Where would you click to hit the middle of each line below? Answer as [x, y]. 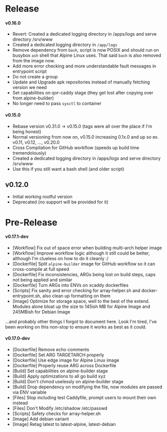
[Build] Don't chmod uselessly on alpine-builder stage [68, 382]
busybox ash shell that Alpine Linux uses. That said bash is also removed [87, 55]
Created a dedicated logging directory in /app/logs [65, 45]
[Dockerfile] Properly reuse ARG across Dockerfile [64, 365]
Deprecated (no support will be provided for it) [60, 202]
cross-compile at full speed [40, 269]
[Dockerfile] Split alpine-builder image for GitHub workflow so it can [84, 264]
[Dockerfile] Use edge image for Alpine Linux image [66, 360]
